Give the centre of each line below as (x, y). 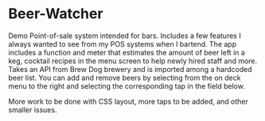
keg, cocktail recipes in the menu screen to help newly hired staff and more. (133, 61)
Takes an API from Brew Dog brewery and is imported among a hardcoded (130, 69)
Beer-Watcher (56, 14)
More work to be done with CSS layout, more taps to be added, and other (129, 101)
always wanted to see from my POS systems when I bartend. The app (123, 43)
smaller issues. (33, 110)
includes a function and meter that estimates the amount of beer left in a (127, 52)
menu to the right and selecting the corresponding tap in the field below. (127, 86)
